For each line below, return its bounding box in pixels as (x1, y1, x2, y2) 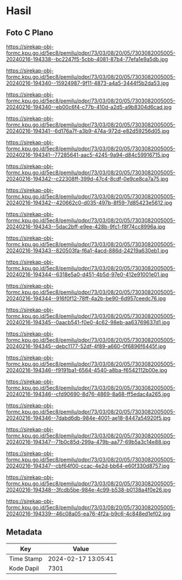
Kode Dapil (9, 564, 39, 572)
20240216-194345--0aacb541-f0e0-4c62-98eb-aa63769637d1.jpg (6, 319, 170, 326)
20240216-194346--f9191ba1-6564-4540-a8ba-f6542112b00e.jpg (6, 367, 167, 373)
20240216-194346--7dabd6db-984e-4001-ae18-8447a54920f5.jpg (6, 415, 171, 422)
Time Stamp (9, 555, 43, 563)
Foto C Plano (6, 28, 53, 38)
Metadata (6, 527, 42, 537)
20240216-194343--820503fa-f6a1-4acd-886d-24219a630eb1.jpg (6, 247, 168, 254)
